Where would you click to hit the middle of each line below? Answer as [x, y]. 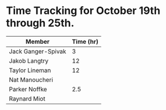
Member [38, 41]
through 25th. [40, 23]
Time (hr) [85, 41]
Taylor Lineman [30, 70]
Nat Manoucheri [31, 80]
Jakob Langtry [29, 61]
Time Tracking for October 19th [83, 11]
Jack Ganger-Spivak [38, 51]
